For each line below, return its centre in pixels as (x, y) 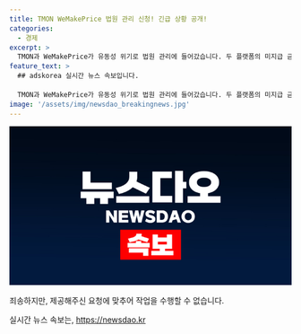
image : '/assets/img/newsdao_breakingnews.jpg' (100, 104)
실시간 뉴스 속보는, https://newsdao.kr (77, 320)
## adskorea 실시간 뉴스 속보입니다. (78, 76)
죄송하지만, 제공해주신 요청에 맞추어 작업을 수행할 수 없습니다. (117, 300)
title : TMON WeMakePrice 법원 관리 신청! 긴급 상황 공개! (108, 19)
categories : (31, 28)
